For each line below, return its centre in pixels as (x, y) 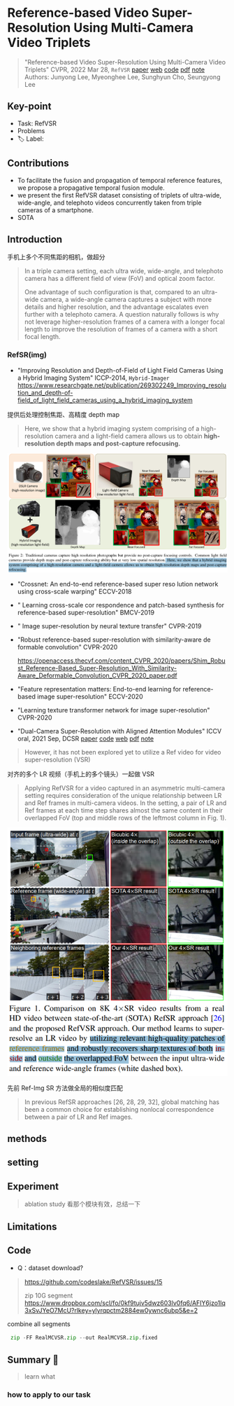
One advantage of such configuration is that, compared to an (112, 292)
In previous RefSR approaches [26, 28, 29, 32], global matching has (122, 1102)
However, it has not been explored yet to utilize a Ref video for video (123, 752)
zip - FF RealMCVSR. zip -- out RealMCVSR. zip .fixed (84, 1338)
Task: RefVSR (37, 123)
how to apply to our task (49, 1394)
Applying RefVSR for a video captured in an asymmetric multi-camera (125, 788)
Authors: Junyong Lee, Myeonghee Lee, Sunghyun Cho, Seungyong (122, 77)
